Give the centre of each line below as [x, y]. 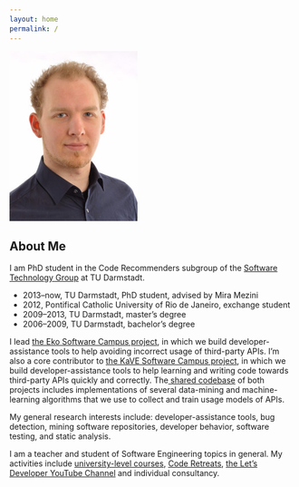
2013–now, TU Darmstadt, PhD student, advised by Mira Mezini [140, 296]
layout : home [34, 19]
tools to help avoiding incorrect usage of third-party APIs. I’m [165, 351]
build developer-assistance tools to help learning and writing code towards [149, 371]
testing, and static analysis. [60, 436]
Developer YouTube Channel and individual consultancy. [115, 473]
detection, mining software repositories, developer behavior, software [140, 427]
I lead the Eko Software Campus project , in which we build [118, 342]
